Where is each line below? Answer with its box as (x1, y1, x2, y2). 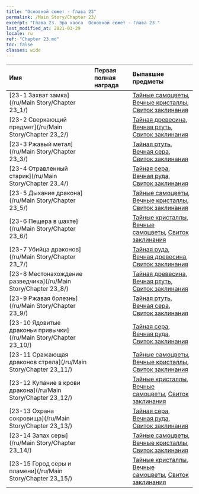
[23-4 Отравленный (9, 164, 68, 173)
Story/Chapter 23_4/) (9, 179, 69, 187)
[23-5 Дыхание (9, 189, 55, 197)
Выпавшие (132, 69, 165, 78)
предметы (132, 77, 164, 85)
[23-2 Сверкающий (9, 115, 67, 123)
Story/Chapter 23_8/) (9, 284, 69, 292)
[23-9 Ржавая (9, 294, 51, 302)
